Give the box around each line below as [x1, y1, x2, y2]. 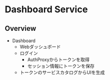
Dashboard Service [5, 4, 88, 15]
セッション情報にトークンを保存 [27, 63, 95, 69]
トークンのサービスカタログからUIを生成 [19, 69, 105, 75]
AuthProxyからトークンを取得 [27, 56, 90, 63]
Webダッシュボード [19, 44, 61, 50]
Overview [5, 24, 37, 33]
